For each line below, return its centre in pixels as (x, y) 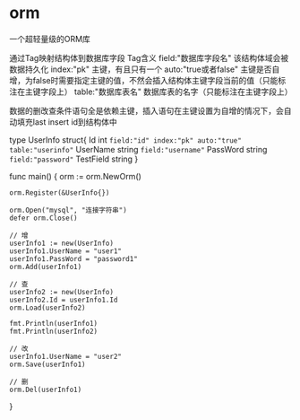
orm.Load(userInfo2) (48, 308)
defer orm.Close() (43, 218)
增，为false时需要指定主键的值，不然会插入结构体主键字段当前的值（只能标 (148, 80)
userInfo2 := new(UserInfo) (62, 292)
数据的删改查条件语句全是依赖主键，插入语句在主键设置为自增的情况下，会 (146, 110)
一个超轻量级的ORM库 (50, 39)
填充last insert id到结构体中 (67, 122)
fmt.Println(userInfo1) (54, 323)
